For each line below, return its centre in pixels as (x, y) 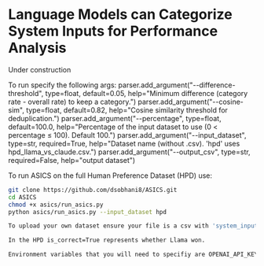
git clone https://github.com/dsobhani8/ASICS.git (93, 190)
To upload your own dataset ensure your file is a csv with (109, 226)
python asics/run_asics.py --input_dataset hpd (88, 212)
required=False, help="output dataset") (72, 160)
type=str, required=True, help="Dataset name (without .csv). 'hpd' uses (124, 143)
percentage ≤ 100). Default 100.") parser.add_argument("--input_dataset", (127, 135)
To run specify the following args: (62, 85)
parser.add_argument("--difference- (177, 85)
